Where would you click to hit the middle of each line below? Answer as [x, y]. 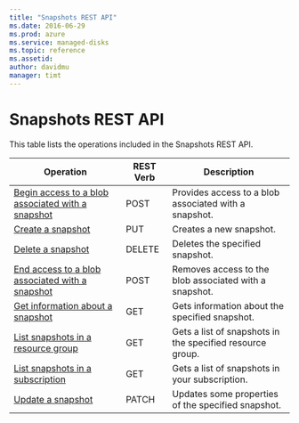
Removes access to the [221, 269]
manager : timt [36, 76]
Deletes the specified [216, 243]
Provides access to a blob [226, 192]
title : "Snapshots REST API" [63, 17]
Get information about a [63, 305]
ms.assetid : [31, 59]
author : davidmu [39, 68]
